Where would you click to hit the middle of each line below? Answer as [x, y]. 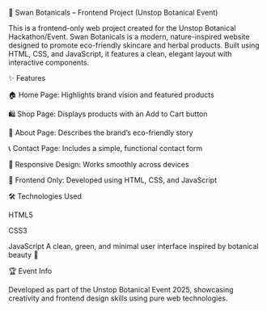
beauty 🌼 [23, 255]
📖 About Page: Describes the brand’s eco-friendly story [101, 132]
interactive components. [49, 62]
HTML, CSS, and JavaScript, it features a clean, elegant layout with [120, 54]
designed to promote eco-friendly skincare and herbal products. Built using [134, 45]
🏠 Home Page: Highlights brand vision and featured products [111, 95]
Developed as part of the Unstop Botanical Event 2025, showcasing [121, 290]
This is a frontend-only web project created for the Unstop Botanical [122, 28]
